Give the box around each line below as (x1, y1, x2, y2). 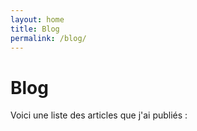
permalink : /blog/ (10, 33, 87, 43)
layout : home (10, 14, 65, 25)
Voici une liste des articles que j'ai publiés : (10, 109, 188, 121)
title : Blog (10, 24, 60, 34)
